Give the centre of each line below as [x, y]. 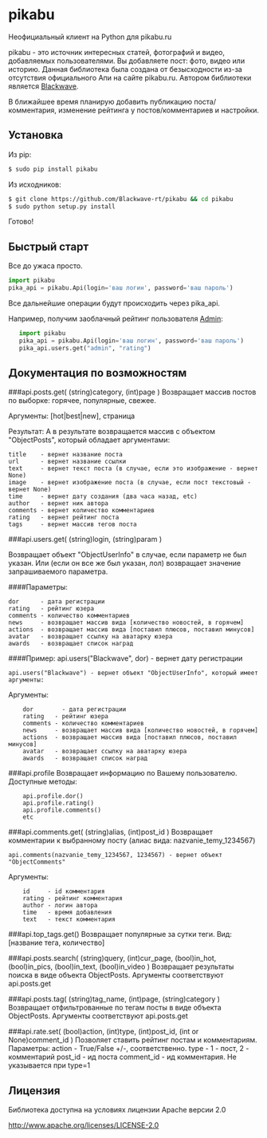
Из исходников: [35, 184]
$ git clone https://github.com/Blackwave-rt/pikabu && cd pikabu [121, 199]
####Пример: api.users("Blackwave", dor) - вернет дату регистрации [126, 658]
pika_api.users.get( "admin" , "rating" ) [85, 348]
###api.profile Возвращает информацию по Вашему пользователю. [123, 773]
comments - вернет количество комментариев [82, 511]
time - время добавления [67, 913]
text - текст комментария [69, 919]
